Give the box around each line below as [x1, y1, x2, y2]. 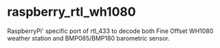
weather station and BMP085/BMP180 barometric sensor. [7, 34, 170, 42]
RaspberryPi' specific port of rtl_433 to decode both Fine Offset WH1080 [7, 27, 214, 35]
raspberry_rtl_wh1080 [7, 4, 136, 20]
